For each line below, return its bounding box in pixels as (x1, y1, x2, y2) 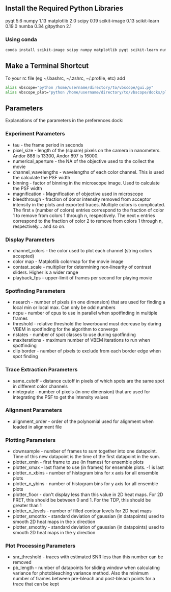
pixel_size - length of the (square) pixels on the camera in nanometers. (12, 147, 161, 153)
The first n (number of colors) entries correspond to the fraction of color (12, 207, 164, 213)
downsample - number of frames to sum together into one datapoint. (12, 448, 157, 454)
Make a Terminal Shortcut (5, 61, 89, 70)
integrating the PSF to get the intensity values (12, 394, 108, 400)
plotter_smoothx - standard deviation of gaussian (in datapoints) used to (12, 513, 164, 519)
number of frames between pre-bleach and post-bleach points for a (12, 576, 155, 582)
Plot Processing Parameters (5, 542, 76, 550)
